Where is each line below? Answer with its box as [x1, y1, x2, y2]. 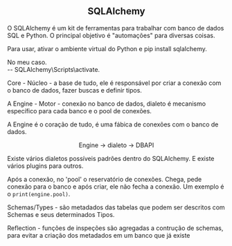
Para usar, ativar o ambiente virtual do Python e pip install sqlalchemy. [7, 44, 208, 53]
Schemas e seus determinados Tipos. [7, 210, 115, 218]
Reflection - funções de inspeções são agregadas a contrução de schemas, [7, 224, 224, 232]
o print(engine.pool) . [7, 189, 71, 198]
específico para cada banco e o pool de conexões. [7, 106, 152, 115]
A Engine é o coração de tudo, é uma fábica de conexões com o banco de [7, 120, 219, 129]
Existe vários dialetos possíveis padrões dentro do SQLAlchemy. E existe [7, 154, 215, 162]
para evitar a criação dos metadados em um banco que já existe [7, 231, 190, 239]
